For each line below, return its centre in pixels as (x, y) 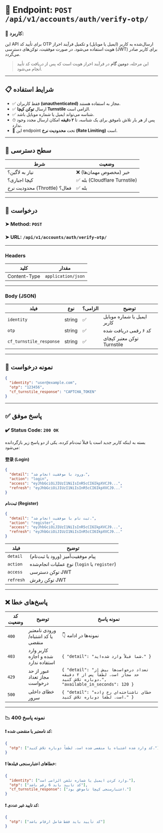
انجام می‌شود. (29, 69)
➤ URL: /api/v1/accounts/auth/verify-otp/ (56, 237)
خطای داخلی (41, 691)
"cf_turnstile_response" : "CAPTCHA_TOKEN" (53, 392)
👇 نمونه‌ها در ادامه (81, 635)
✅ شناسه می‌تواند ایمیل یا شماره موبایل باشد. (53, 115)
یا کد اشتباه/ (41, 636)
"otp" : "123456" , (27, 387)
